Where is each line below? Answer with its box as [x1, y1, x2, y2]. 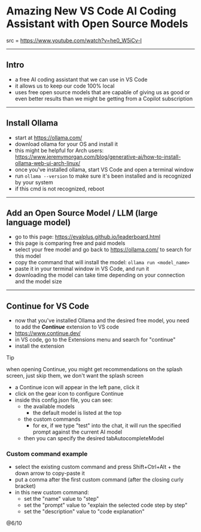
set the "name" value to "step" [23, 495, 99, 503]
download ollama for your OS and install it [14, 140, 118, 148]
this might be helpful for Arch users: [14, 147, 104, 154]
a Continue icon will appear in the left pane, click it [14, 384, 139, 391]
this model [14, 252, 41, 259]
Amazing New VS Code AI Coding [6, 4, 176, 18]
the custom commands [23, 416, 81, 423]
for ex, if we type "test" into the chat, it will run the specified [32, 422, 181, 429]
